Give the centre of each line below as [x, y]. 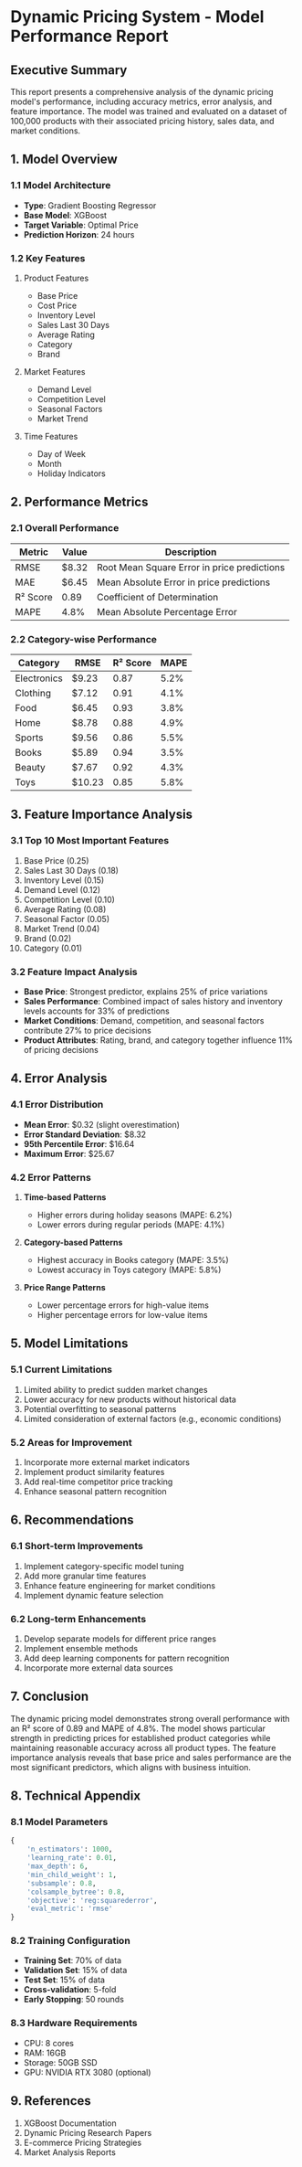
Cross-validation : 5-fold [70, 1990]
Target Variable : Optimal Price [81, 225]
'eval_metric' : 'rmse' [70, 1909]
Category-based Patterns [73, 1242]
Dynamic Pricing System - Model [137, 17]
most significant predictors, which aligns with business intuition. [131, 1767]
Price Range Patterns [64, 1287]
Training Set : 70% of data [73, 1960]
